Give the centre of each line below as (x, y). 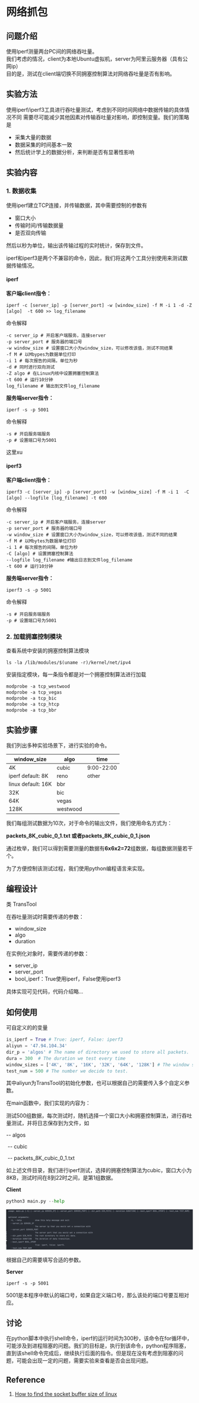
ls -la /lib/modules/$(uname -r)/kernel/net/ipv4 (69, 663)
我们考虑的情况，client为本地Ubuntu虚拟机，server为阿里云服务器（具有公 (97, 59)
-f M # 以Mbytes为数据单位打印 (41, 541)
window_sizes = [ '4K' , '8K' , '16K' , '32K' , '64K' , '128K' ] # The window (98, 1065)
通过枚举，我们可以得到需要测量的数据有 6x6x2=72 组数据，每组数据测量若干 (99, 848)
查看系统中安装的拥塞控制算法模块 (48, 651)
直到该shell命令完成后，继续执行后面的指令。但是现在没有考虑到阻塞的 (92, 1353)
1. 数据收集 (21, 191)
